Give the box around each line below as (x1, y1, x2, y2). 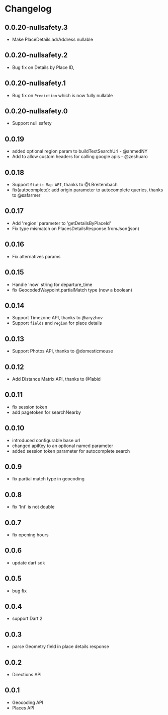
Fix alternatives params (12, 253, 61, 259)
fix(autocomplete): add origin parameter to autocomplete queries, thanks (12, 187, 163, 193)
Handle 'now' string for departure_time (12, 281, 93, 288)
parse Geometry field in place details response (12, 643, 109, 650)
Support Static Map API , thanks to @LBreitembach (12, 182, 118, 188)
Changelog (5, 3, 52, 15)
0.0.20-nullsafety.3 (5, 23, 68, 32)
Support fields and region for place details (12, 320, 102, 326)
